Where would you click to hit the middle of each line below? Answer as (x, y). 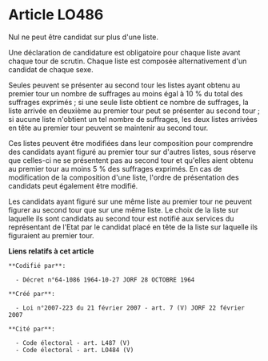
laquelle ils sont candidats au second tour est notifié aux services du (121, 218)
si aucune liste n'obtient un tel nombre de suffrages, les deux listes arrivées (133, 119)
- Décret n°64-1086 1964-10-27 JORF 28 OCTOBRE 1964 (105, 280)
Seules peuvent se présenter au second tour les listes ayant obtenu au (124, 85)
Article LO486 (56, 15)
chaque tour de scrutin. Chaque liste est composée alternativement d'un (128, 61)
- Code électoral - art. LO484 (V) (75, 350)
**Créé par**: (32, 294)
